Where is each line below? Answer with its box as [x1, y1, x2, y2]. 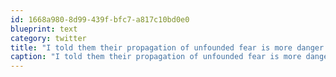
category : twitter [10, 33, 87, 43]
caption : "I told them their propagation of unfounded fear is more [10, 52, 302, 62]
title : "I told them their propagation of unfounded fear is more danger [10, 42, 325, 53]
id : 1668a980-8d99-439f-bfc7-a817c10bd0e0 [10, 14, 190, 25]
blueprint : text [10, 24, 78, 34]
